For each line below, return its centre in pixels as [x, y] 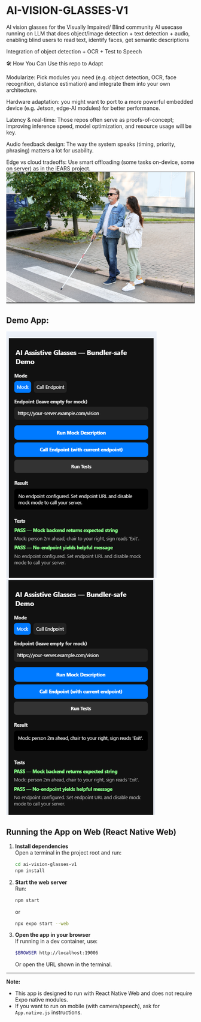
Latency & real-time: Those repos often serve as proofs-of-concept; [90, 119]
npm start [27, 900]
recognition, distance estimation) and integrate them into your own [88, 83]
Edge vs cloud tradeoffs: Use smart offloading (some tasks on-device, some [100, 162]
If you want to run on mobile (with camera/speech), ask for [87, 1006]
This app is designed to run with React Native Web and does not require [103, 993]
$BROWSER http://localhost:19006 [57, 953]
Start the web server [41, 882]
